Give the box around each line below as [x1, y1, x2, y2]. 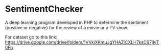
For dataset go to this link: [5, 34, 58, 40]
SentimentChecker [5, 3, 84, 15]
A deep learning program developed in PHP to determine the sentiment [5, 19, 148, 25]
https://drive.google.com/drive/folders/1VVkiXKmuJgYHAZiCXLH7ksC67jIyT [5, 39, 159, 45]
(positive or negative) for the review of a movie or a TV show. [5, 24, 128, 30]
